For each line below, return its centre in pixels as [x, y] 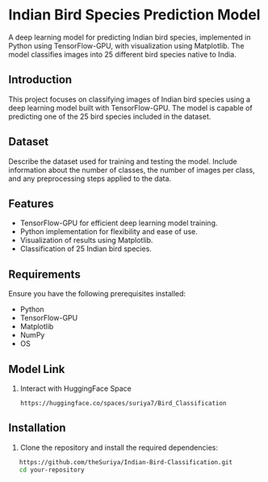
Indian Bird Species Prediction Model [134, 15]
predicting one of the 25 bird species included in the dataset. [110, 116]
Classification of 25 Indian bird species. [86, 249]
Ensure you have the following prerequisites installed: [97, 294]
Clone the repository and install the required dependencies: [119, 447]
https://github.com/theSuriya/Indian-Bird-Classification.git [126, 462]
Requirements [44, 274]
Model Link [37, 369]
